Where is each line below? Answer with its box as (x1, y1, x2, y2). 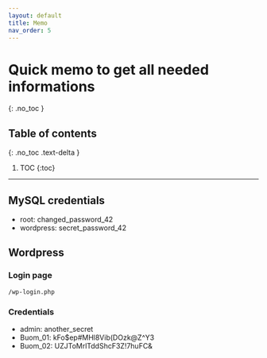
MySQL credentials (8, 194, 106, 207)
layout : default (8, 11, 62, 20)
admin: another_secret (19, 324, 94, 333)
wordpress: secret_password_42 (19, 223, 127, 233)
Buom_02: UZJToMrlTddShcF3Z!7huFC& (19, 341, 153, 350)
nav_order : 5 (8, 26, 52, 34)
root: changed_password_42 (19, 214, 114, 224)
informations (8, 77, 95, 95)
